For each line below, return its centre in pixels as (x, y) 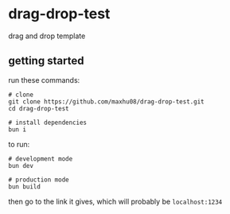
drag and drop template (47, 36)
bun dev (21, 165)
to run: (19, 144)
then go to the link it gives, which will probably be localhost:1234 (115, 201)
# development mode (41, 159)
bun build (25, 187)
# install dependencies (48, 123)
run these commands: (44, 80)
